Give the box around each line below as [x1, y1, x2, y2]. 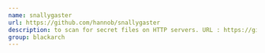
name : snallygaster [8, 11, 73, 19]
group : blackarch [8, 33, 65, 41]
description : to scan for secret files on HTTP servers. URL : [8, 26, 221, 34]
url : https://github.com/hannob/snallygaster [8, 19, 160, 26]
